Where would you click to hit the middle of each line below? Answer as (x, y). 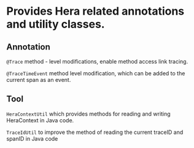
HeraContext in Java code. (40, 120)
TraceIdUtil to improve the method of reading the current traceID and (95, 132)
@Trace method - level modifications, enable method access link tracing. (97, 61)
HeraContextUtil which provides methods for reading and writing (88, 114)
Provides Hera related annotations (95, 11)
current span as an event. (39, 80)
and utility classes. (56, 24)
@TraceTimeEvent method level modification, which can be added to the (96, 73)
